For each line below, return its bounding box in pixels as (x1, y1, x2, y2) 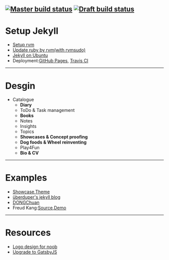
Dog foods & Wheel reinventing (20, 139, 87, 146)
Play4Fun (20, 145, 40, 151)
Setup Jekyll (5, 25, 59, 37)
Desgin (5, 80, 36, 91)
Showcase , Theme (12, 189, 50, 195)
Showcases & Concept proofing (20, 134, 88, 140)
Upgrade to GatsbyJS (12, 249, 57, 255)
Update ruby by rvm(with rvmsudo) (12, 47, 86, 53)
